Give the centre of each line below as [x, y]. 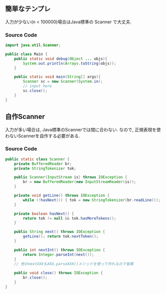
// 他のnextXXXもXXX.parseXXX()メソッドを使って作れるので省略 [74, 264]
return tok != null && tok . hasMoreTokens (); [70, 218]
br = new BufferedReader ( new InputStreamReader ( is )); [80, 182]
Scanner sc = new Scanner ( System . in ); [63, 82]
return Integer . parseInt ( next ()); [58, 254]
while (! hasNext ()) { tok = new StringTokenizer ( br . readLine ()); [92, 200]
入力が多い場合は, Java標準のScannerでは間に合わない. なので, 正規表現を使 [83, 129]
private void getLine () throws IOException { [62, 196]
